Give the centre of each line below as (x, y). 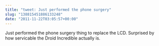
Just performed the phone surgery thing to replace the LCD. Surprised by (80, 33)
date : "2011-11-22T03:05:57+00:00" (42, 19)
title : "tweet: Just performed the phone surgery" (58, 10)
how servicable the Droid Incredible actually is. (53, 38)
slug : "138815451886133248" (34, 14)
